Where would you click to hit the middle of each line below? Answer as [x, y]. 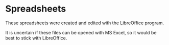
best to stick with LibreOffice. [36, 38]
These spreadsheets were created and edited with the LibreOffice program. [85, 23]
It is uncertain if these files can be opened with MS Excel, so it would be [81, 32]
